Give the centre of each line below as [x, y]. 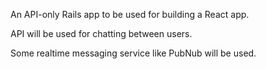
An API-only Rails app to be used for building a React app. [130, 14]
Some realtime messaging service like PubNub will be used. [133, 53]
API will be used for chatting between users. [101, 33]
